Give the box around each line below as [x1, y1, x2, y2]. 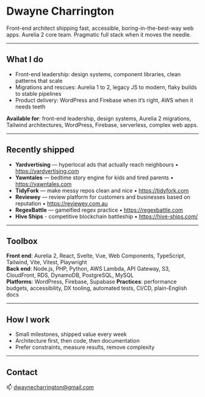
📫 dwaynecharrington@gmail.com [6, 384, 95, 391]
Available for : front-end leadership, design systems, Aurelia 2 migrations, [6, 115, 191, 122]
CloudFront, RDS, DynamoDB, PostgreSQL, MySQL [6, 271, 134, 279]
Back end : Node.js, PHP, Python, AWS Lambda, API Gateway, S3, [6, 265, 170, 273]
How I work [6, 314, 50, 324]
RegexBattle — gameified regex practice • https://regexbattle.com [15, 206, 183, 213]
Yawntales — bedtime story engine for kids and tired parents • [15, 174, 174, 181]
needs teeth [15, 102, 46, 110]
